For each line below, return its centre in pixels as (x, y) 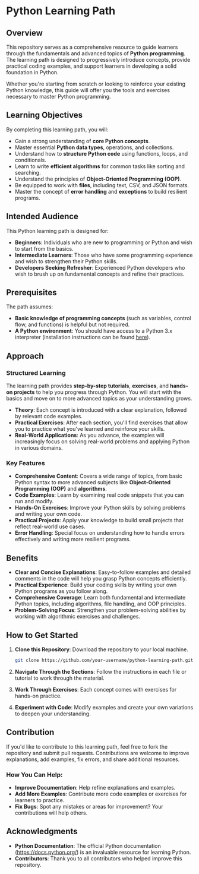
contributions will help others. (51, 813)
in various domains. (39, 448)
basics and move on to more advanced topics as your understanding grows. (99, 399)
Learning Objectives (45, 115)
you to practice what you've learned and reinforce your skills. (90, 429)
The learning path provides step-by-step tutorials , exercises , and (88, 386)
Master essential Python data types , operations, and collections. (94, 147)
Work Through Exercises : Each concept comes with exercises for (96, 689)
